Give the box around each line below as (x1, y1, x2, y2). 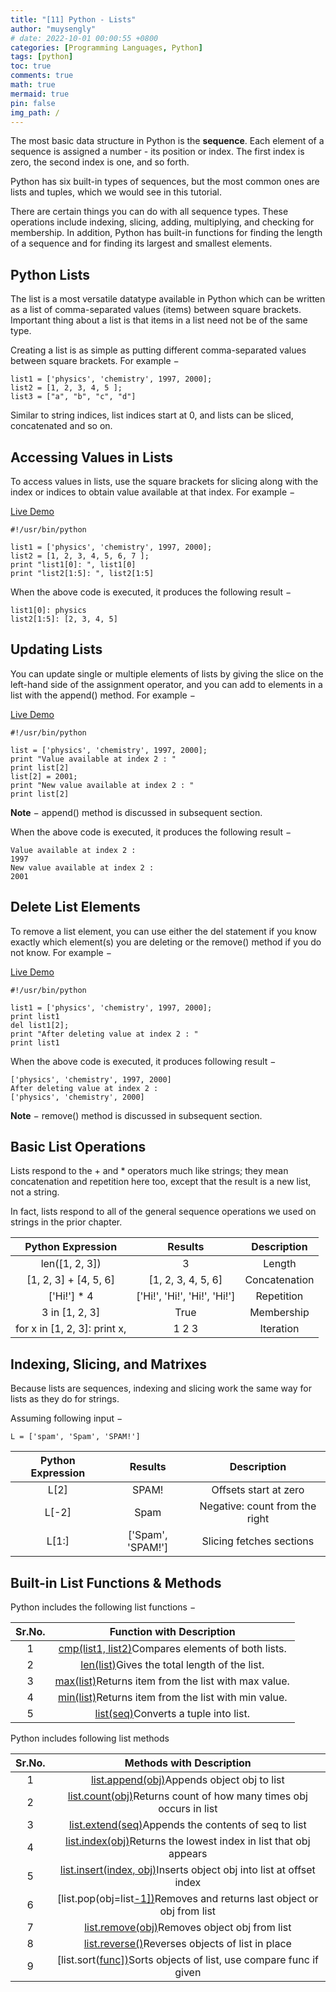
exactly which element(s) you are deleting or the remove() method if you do (10, 936, 322, 948)
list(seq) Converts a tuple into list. (94, 1707, 250, 1721)
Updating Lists (10, 641, 103, 658)
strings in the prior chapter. (10, 1216, 123, 1228)
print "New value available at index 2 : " (10, 780, 195, 790)
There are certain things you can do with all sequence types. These (10, 206, 289, 218)
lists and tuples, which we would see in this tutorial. (10, 186, 222, 198)
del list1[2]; (10, 1020, 70, 1030)
